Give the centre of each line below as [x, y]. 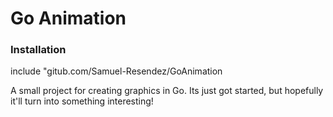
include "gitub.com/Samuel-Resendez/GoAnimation [116, 71]
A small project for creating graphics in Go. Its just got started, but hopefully [167, 91]
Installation [38, 50]
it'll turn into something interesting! [82, 101]
